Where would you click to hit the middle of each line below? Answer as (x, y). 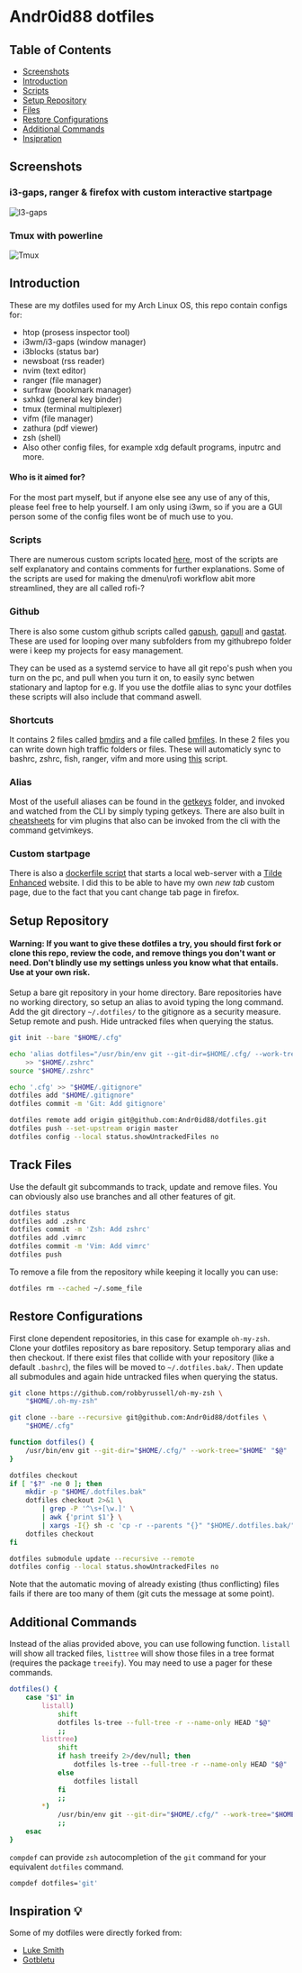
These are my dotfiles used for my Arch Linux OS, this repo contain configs (148, 305)
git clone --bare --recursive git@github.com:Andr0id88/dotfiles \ (138, 1418)
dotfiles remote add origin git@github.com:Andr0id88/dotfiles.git (138, 1120)
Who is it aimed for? (47, 477)
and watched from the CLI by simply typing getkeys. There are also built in (147, 811)
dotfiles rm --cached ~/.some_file (76, 1288)
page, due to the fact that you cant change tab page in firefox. (124, 892)
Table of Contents (61, 50)
